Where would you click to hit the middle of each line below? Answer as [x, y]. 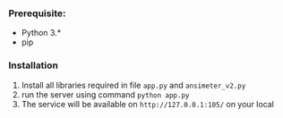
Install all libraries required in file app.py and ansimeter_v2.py [133, 85]
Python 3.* [41, 33]
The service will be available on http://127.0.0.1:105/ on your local [148, 104]
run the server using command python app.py [105, 94]
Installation [34, 65]
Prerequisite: [37, 13]
